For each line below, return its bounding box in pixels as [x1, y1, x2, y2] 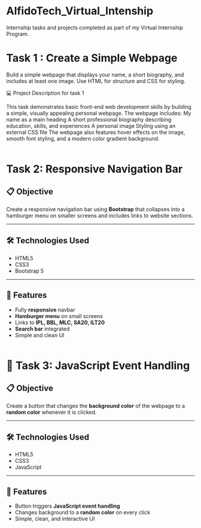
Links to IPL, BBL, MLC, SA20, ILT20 [14, 319, 105, 326]
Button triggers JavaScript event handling [14, 502, 121, 509]
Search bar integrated [14, 325, 70, 332]
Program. [6, 30, 29, 37]
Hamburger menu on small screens [14, 312, 103, 319]
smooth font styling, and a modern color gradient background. [6, 135, 160, 142]
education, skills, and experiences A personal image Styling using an [6, 122, 176, 129]
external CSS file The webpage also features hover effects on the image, [6, 129, 185, 136]
